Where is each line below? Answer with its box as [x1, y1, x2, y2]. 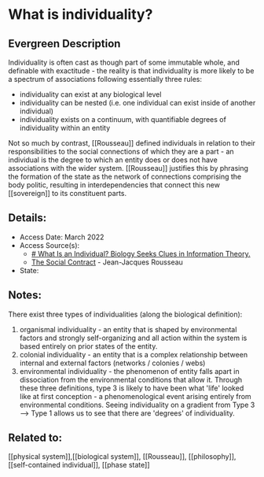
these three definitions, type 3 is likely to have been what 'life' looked [19, 383, 244, 393]
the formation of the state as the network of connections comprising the [8, 172, 242, 181]
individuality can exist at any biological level [19, 90, 162, 99]
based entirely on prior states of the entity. [19, 341, 158, 351]
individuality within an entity [19, 124, 111, 132]
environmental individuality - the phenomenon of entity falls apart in [19, 366, 240, 375]
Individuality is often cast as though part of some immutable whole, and [8, 57, 240, 67]
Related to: [8, 431, 63, 445]
